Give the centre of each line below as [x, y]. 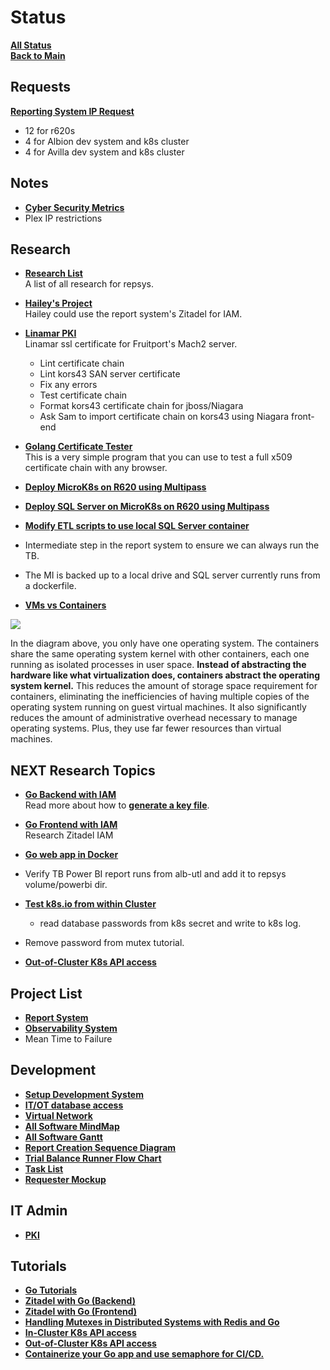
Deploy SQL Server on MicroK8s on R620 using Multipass [147, 507]
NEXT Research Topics [83, 770]
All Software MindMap [72, 1126]
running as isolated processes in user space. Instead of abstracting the [158, 665]
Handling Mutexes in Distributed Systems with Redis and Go [152, 1322]
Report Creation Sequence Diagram [100, 1147]
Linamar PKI [50, 333]
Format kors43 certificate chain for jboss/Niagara [141, 406]
